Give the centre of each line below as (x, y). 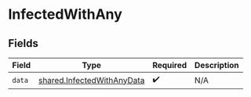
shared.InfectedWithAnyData (91, 80)
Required (170, 65)
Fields (24, 43)
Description (217, 65)
